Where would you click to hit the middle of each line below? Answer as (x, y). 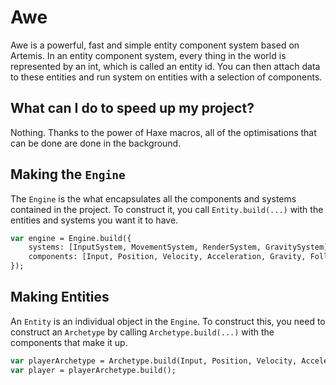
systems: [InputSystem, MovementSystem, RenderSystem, (145, 247)
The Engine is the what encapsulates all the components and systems (153, 198)
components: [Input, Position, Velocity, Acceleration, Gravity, (167, 257)
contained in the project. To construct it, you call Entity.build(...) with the (167, 209)
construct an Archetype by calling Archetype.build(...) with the (142, 332)
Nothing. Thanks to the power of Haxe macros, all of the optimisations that (163, 132)
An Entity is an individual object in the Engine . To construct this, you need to (168, 321)
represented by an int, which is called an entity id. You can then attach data (165, 66)
